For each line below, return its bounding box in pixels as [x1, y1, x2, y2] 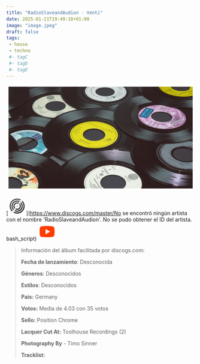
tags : [6, 35, 20, 41]
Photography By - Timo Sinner [20, 340, 98, 347]
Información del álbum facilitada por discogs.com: [20, 247, 145, 254]
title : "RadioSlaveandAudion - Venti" [6, 10, 103, 16]
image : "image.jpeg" [6, 22, 58, 28]
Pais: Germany [20, 293, 58, 300]
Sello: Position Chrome [20, 317, 78, 324]
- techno [8, 48, 31, 54]
